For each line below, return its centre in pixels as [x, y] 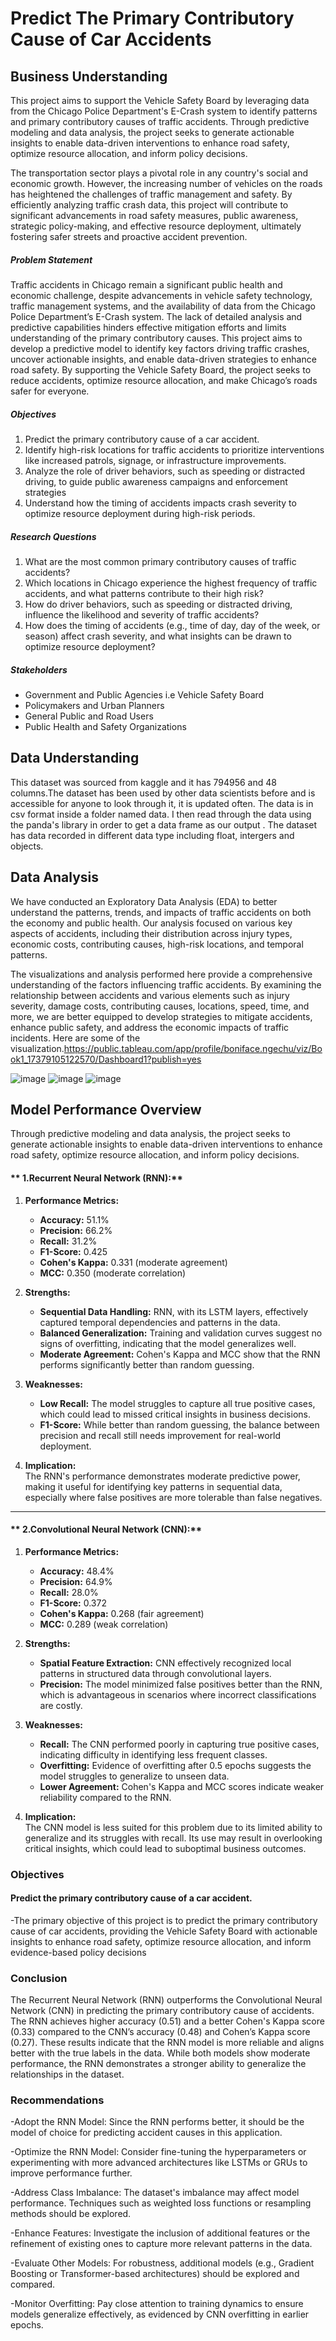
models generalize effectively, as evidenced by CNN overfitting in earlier [160, 2314]
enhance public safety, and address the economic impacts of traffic [150, 1027]
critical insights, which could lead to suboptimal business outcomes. [165, 1848]
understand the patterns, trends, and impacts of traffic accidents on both [161, 912]
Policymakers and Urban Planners [94, 705]
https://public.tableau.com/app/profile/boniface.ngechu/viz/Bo [193, 1048]
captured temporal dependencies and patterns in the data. [160, 1322]
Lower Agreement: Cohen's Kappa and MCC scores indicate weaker [182, 1786]
